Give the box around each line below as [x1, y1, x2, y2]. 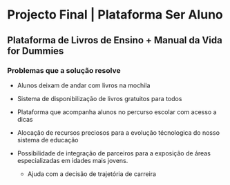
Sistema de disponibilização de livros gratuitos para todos [17, 94, 182, 102]
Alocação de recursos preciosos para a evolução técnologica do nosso [17, 128, 220, 137]
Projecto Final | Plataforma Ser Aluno [7, 7, 223, 23]
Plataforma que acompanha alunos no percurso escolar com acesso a [17, 107, 217, 116]
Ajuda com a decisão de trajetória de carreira [27, 169, 157, 178]
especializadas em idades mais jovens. [17, 156, 128, 164]
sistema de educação [17, 135, 79, 144]
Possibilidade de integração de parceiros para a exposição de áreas [17, 149, 211, 157]
